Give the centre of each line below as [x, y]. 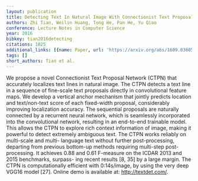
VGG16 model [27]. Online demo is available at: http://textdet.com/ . [87, 172]
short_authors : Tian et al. [41, 61]
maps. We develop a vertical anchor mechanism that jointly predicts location [99, 96]
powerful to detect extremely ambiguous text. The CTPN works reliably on [96, 134]
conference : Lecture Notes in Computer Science [66, 28]
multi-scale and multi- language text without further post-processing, [90, 140]
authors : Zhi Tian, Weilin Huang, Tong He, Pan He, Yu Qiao [82, 22]
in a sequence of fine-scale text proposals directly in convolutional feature [96, 90]
